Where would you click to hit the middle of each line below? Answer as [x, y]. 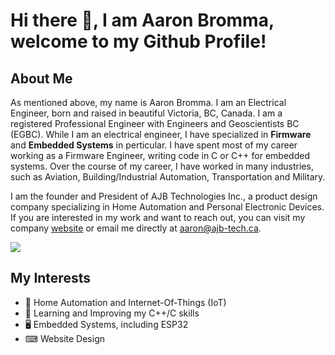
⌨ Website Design [64, 338]
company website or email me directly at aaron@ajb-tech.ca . [136, 228]
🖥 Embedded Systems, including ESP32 [106, 324]
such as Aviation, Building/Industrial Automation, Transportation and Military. [168, 177]
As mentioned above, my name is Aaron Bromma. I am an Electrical [148, 102]
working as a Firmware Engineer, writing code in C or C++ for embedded [160, 155]
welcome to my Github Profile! [138, 41]
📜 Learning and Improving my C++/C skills [112, 313]
